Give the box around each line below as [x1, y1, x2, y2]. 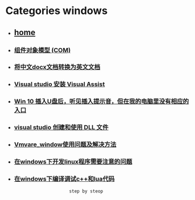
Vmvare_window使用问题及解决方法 [13, 140, 117, 149]
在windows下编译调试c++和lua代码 [13, 174, 115, 182]
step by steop [69, 188, 103, 194]
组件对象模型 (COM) [13, 46, 71, 54]
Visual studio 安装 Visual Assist [13, 80, 105, 88]
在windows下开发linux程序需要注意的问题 [13, 158, 133, 166]
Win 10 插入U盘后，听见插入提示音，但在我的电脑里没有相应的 [13, 98, 189, 106]
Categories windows [5, 4, 108, 18]
